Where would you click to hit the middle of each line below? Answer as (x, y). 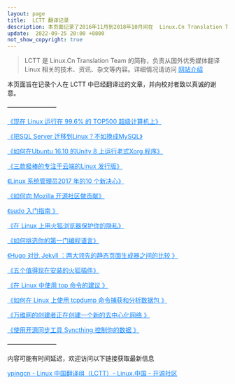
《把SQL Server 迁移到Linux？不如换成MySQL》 (75, 137)
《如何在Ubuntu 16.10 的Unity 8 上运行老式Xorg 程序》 (85, 151)
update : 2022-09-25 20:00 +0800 (56, 33)
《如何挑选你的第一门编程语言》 (53, 241)
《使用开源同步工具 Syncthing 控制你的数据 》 (73, 330)
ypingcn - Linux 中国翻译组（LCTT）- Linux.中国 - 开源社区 (92, 373)
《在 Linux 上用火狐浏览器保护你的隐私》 (66, 226)
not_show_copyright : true (45, 40)
